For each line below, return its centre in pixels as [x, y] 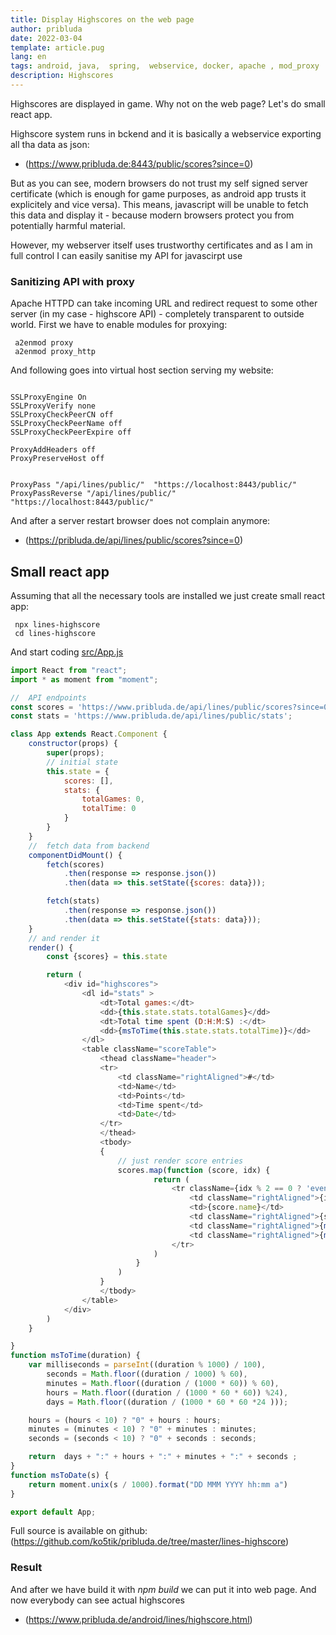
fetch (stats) [73, 901]
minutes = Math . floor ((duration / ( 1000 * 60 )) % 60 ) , [163, 1383]
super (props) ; [75, 753]
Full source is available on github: [79, 1531]
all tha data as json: [50, 144]
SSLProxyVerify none [53, 406]
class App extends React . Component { [89, 734]
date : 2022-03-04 [46, 38]
